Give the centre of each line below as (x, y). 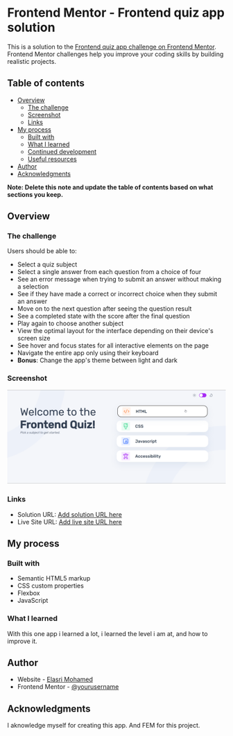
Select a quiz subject (47, 264)
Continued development (62, 151)
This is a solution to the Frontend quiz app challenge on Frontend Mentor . (112, 46)
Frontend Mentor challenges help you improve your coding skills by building (115, 54)
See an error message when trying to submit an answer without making (119, 280)
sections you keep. (35, 194)
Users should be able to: (42, 251)
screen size (34, 339)
